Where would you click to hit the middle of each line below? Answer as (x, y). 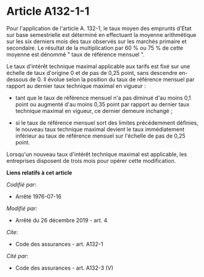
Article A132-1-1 (48, 11)
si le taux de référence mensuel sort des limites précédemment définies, (107, 123)
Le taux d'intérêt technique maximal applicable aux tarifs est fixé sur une (98, 66)
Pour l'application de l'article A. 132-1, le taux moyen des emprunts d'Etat (99, 28)
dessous (17, 79)
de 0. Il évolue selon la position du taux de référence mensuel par (112, 79)
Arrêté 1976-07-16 (38, 196)
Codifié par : (22, 184)
